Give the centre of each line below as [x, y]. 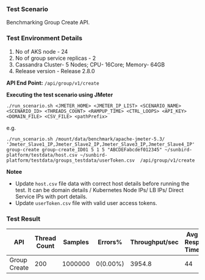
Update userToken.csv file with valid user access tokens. [86, 203]
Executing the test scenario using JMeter [60, 95]
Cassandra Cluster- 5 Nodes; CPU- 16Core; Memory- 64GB [90, 64]
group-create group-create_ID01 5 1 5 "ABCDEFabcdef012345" [85, 149]
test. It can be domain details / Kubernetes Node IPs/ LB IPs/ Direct [99, 190]
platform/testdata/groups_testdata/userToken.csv [71, 160]
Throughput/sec [154, 242]
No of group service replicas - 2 [56, 58]
